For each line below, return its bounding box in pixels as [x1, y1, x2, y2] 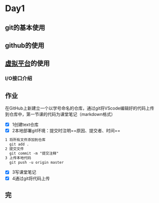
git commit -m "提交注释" [9, 151, 59, 156]
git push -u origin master [9, 160, 64, 165]
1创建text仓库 [12, 122, 39, 127]
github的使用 [5, 41, 45, 49]
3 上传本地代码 [5, 156, 32, 160]
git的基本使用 [5, 23, 45, 31]
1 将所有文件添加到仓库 [5, 138, 46, 142]
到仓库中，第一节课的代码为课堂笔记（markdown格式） [5, 111, 115, 117]
